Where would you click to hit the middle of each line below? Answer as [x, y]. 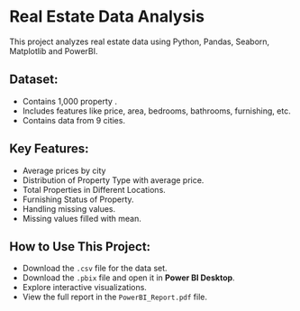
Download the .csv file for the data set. [95, 269]
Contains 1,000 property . [69, 101]
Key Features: [49, 149]
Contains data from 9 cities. [74, 120]
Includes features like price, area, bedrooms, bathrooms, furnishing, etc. [156, 111]
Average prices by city [64, 170]
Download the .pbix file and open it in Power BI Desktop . [129, 278]
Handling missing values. [69, 208]
